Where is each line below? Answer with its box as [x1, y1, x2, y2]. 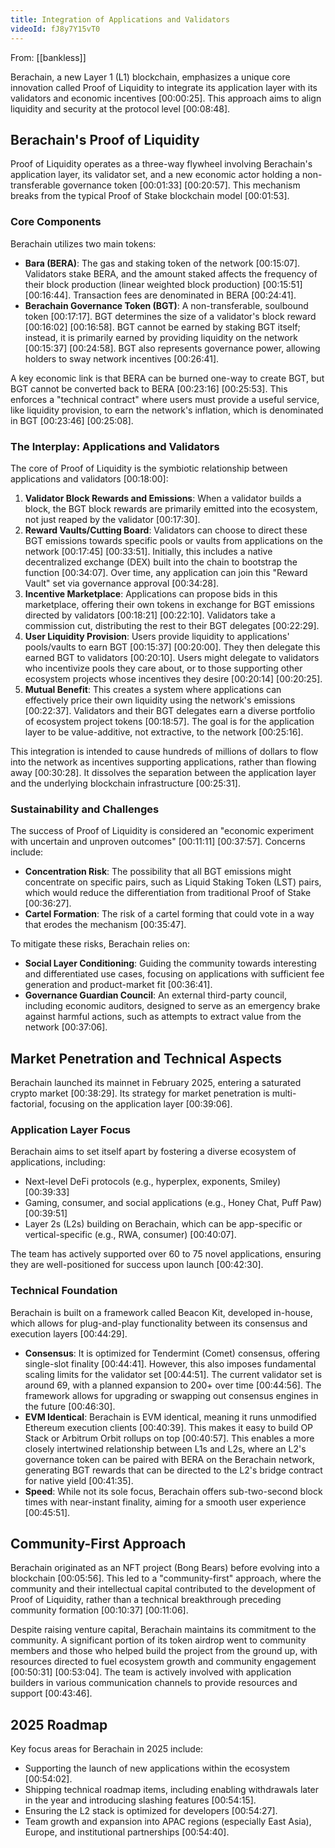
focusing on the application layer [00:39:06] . [48, 1098, 233, 1110]
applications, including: [10, 1156, 106, 1168]
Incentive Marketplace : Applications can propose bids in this [24, 587, 278, 600]
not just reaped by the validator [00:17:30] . [24, 513, 201, 525]
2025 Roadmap [10, 1716, 108, 1733]
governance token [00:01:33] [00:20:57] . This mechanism [62, 179, 301, 191]
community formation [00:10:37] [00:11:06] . [10, 1604, 189, 1616]
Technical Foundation [10, 1284, 118, 1298]
